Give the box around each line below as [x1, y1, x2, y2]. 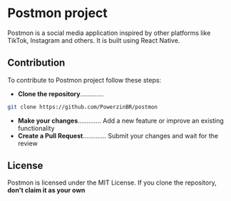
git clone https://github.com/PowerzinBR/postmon [7, 103, 158, 110]
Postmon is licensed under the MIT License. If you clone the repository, [7, 178, 217, 187]
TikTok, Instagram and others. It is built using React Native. [7, 36, 180, 44]
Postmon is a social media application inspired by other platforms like [7, 29, 211, 37]
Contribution [7, 57, 66, 69]
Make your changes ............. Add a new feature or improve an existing [17, 116, 225, 125]
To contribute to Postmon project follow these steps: [7, 76, 162, 84]
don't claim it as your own [7, 186, 86, 195]
